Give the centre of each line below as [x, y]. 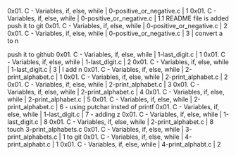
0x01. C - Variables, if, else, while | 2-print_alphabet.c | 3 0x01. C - [104, 84]
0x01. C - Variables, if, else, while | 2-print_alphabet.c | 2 [146, 77]
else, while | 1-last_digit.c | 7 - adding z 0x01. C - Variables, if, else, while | [114, 114]
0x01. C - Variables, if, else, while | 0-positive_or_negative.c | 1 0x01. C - [112, 11]
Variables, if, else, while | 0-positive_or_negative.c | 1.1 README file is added [118, 18]
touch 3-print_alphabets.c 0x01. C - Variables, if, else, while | [96, 129]
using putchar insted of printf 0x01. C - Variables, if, [144, 107]
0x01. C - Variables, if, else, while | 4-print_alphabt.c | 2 [140, 144]
